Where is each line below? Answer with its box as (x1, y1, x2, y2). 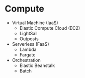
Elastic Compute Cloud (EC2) (19, 25, 80, 31)
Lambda (19, 46, 37, 52)
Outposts (19, 36, 39, 42)
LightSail (19, 30, 38, 36)
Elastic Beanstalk (19, 62, 55, 68)
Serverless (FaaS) (12, 41, 49, 47)
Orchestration (12, 57, 41, 63)
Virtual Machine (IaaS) (12, 20, 58, 26)
